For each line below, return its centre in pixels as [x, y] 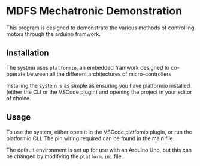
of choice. [19, 98]
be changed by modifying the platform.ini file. [65, 156]
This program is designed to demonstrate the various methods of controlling [100, 28]
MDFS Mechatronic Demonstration [94, 11]
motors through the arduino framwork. [53, 34]
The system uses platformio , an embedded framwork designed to [88, 67]
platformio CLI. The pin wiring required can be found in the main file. [90, 138]
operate [16, 74]
